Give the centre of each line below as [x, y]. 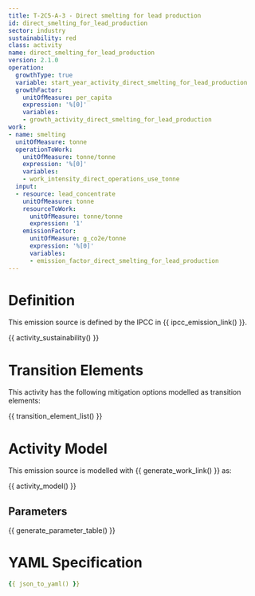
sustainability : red [43, 38]
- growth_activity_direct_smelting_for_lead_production [118, 120]
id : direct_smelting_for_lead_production [78, 23]
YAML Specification [75, 563]
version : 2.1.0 [33, 61]
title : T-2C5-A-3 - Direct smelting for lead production [105, 16]
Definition [42, 300]
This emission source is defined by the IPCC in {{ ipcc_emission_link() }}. [128, 322]
